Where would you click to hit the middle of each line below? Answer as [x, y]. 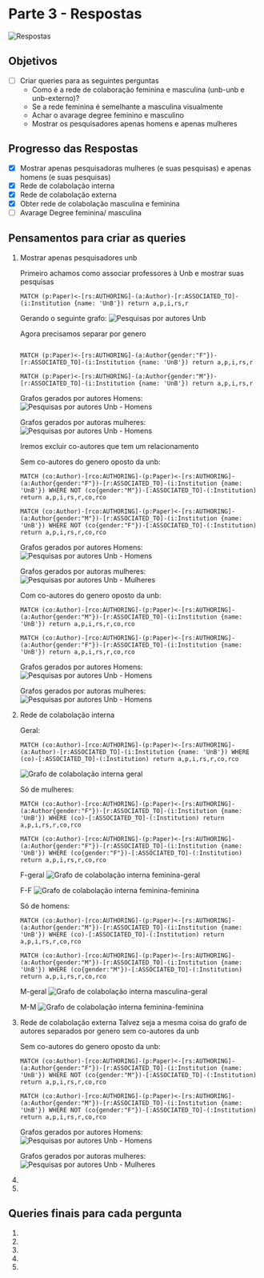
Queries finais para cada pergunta [95, 1214]
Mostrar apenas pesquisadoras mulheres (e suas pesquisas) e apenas [136, 168]
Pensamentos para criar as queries [97, 238]
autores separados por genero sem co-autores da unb [110, 1031]
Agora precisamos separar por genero [83, 334]
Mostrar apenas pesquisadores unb [78, 258]
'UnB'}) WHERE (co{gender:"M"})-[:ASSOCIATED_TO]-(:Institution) [131, 969]
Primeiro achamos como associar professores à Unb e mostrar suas [132, 273]
